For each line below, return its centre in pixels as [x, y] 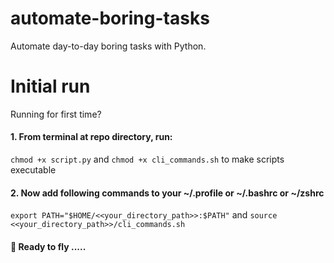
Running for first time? [56, 114]
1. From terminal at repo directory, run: [91, 137]
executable [33, 170]
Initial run [50, 86]
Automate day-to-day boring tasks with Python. [108, 46]
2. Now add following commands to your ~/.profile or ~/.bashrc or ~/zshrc [167, 193]
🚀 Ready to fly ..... [48, 246]
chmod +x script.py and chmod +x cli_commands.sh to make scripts [147, 159]
